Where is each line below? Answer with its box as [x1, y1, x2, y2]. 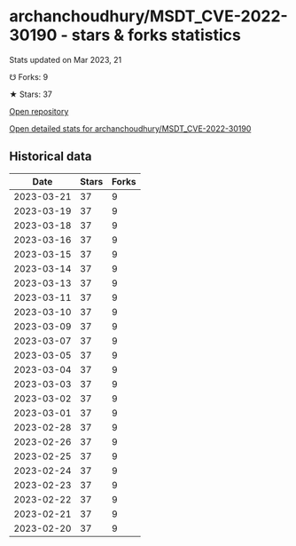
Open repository [9, 106, 69, 116]
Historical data [9, 149, 92, 164]
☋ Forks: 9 [9, 71, 49, 82]
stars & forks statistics [71, 25, 241, 45]
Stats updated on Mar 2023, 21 [9, 54, 122, 65]
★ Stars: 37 [9, 89, 53, 99]
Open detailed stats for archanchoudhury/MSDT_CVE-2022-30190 [9, 123, 252, 134]
